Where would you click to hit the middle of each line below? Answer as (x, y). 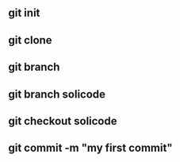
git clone (31, 40)
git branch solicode (57, 94)
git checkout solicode (63, 121)
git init (24, 13)
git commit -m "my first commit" (90, 148)
